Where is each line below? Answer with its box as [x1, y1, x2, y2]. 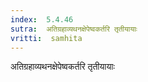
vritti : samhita [10, 33, 83, 43]
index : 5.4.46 [10, 14, 74, 25]
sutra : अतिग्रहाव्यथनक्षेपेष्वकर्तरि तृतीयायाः [10, 24, 138, 34]
